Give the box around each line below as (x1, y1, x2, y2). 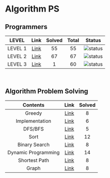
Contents (22, 102, 45, 108)
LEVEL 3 (7, 61, 27, 67)
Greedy (25, 110, 42, 117)
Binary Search (17, 141, 50, 148)
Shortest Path (18, 157, 49, 163)
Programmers (5, 23, 47, 31)
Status (85, 37, 101, 44)
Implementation (16, 118, 52, 124)
